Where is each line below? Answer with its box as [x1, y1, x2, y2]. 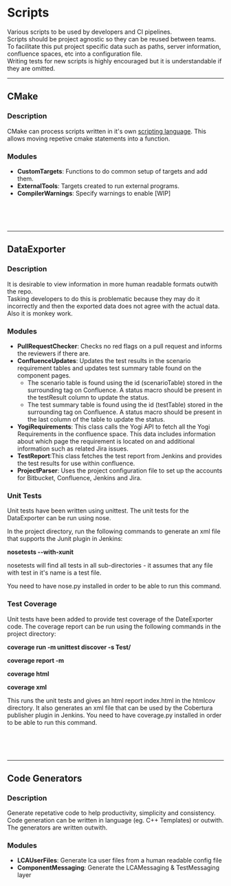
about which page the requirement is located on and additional [16, 437, 195, 445]
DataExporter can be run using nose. [7, 514, 111, 522]
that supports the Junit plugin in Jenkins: [7, 535, 123, 543]
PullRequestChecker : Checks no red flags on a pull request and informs [16, 342, 222, 350]
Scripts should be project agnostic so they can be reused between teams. [7, 34, 217, 43]
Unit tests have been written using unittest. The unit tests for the [7, 506, 189, 515]
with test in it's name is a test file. [7, 568, 102, 577]
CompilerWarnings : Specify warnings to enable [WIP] [16, 189, 171, 197]
